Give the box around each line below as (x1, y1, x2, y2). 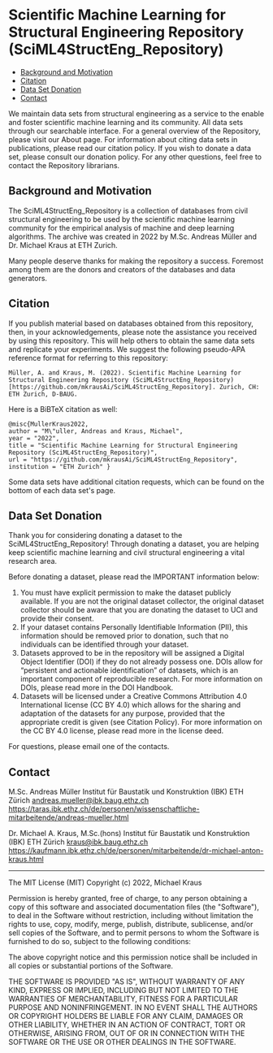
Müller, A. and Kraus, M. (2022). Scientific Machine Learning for (8, 368, 242, 377)
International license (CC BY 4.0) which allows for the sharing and (19, 700, 241, 710)
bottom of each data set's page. (8, 485, 116, 495)
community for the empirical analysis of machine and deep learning (8, 223, 235, 232)
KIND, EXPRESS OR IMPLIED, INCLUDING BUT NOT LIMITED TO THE (8, 986, 239, 995)
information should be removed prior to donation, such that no (19, 631, 229, 641)
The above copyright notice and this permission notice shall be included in (8, 952, 258, 962)
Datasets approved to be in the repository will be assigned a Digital (19, 648, 245, 658)
